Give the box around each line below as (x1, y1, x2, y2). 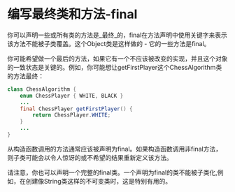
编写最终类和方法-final (7, 6, 138, 22)
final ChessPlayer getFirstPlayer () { (20, 105, 133, 112)
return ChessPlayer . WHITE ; (32, 112, 111, 119)
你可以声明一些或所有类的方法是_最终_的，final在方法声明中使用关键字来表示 (7, 31, 227, 39)
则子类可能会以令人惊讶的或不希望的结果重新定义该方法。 (7, 153, 173, 161)
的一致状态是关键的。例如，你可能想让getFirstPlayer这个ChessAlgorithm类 (7, 63, 222, 71)
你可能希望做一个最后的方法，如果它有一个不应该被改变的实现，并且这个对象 (7, 54, 228, 63)
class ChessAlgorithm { (7, 85, 77, 93)
